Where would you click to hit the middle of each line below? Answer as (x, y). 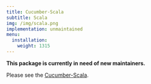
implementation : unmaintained (45, 29)
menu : (13, 35)
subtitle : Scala (27, 18)
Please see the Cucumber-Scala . (47, 75)
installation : (30, 40)
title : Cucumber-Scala (35, 12)
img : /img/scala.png (33, 23)
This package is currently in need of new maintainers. (76, 63)
